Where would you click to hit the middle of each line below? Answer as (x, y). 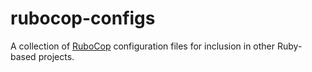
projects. (56, 56)
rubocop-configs (83, 18)
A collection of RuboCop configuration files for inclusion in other (143, 46)
